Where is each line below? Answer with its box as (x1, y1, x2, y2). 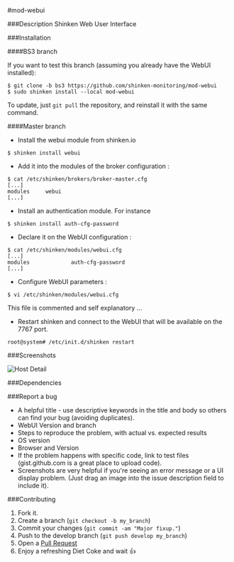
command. (7, 108, 39, 116)
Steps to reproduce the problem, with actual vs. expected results (17, 429, 207, 437)
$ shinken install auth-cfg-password (7, 220, 119, 227)
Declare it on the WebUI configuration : (17, 233, 132, 241)
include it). (17, 481, 49, 490)
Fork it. (17, 509, 39, 517)
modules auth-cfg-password (7, 259, 126, 266)
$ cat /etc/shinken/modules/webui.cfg (7, 247, 122, 254)
